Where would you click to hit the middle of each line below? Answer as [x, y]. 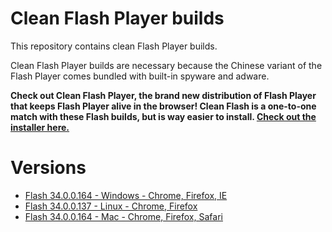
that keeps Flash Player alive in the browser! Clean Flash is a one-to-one [163, 106]
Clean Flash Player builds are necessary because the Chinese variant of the [166, 65]
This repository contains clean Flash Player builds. [114, 46]
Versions [48, 168]
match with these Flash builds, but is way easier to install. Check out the [163, 116]
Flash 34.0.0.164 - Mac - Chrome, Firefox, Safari [123, 216]
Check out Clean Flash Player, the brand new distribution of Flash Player [163, 95]
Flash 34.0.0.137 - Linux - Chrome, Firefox [111, 206]
